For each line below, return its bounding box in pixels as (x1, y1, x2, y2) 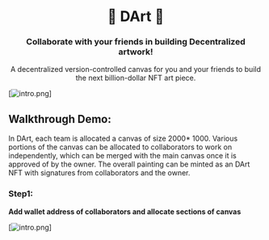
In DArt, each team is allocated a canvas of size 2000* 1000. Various (8, 133, 238, 144)
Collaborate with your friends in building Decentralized (26, 36, 246, 48)
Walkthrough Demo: (8, 112, 111, 126)
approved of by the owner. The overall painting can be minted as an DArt (8, 159, 250, 169)
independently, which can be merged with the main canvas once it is (8, 151, 237, 161)
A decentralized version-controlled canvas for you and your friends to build (11, 65, 261, 74)
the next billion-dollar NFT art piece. (75, 73, 196, 83)
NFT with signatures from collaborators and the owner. (8, 168, 191, 178)
